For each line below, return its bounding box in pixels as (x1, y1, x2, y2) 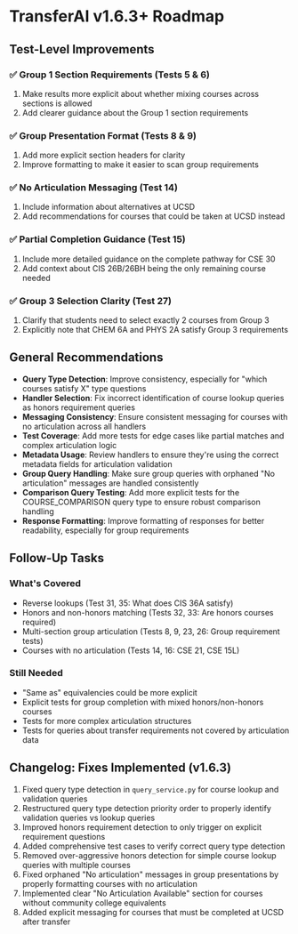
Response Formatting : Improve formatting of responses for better (21, 515, 265, 526)
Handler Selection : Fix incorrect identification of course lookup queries (21, 392, 285, 403)
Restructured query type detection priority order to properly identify (21, 802, 271, 813)
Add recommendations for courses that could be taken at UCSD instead (21, 211, 286, 221)
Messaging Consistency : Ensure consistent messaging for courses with (21, 411, 288, 422)
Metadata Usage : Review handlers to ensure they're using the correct (21, 449, 279, 460)
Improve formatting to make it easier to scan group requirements (21, 159, 260, 170)
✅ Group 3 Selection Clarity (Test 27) (9, 294, 172, 307)
